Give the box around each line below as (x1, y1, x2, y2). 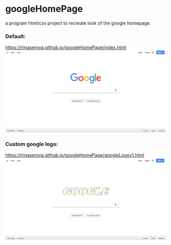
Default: (5, 33, 26, 40)
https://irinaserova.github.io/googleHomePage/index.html (5, 44, 127, 51)
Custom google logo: (5, 140, 59, 147)
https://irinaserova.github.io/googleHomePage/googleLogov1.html (5, 152, 144, 158)
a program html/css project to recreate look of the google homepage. (5, 20, 151, 26)
